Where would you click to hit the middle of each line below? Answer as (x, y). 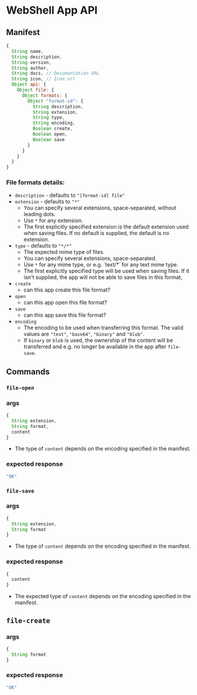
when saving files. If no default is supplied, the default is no (96, 233)
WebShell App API (52, 10)
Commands (28, 372)
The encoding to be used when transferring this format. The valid (104, 328)
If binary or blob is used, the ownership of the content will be (98, 340)
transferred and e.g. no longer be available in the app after (95, 347)
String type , (49, 118)
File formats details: (36, 183)
